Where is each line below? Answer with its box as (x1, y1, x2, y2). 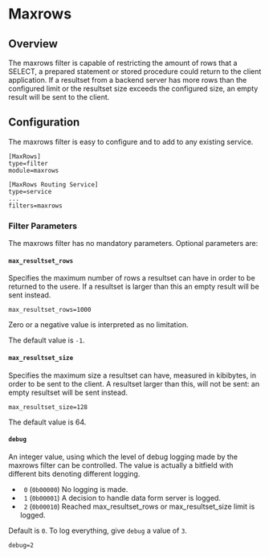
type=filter (8, 159, 48, 167)
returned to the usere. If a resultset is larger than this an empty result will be (8, 282, 259, 292)
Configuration (8, 116, 80, 129)
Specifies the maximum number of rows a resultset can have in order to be (8, 273, 255, 283)
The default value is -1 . (8, 335, 85, 346)
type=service (8, 187, 52, 195)
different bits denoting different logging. (8, 469, 141, 478)
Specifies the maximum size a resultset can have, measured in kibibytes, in (8, 371, 257, 380)
